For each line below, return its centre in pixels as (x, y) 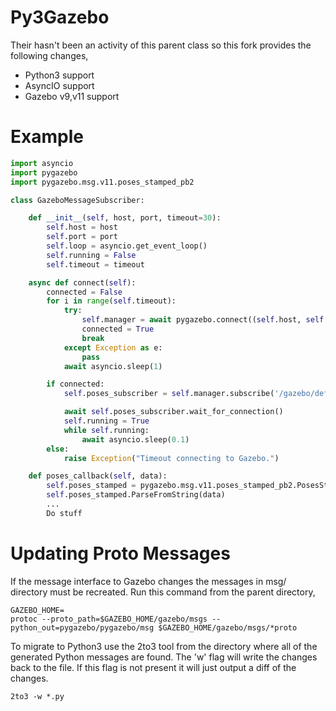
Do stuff (64, 513)
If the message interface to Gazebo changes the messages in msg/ (148, 581)
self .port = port (82, 237)
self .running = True (106, 421)
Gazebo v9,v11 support (72, 96)
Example (47, 137)
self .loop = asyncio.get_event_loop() (127, 246)
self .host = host (82, 227)
